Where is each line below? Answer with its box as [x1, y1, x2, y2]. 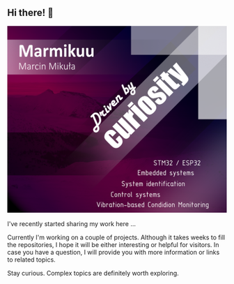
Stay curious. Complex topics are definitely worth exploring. [7, 269, 179, 277]
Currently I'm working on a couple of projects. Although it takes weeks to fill [7, 233, 225, 241]
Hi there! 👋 [7, 7, 54, 19]
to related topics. [7, 255, 56, 264]
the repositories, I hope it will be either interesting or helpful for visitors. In [7, 240, 219, 248]
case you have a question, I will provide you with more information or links [7, 248, 220, 256]
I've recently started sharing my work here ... [7, 219, 136, 227]
